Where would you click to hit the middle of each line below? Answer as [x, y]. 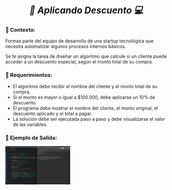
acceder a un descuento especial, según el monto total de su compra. [79, 62]
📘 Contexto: [21, 30]
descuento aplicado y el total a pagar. [52, 113]
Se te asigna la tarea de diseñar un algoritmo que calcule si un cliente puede [86, 56]
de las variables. [30, 124]
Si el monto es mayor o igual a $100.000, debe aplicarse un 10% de [84, 97]
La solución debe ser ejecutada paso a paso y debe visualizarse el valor [89, 119]
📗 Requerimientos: [29, 75]
